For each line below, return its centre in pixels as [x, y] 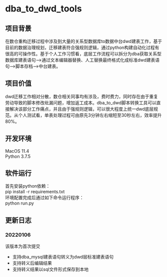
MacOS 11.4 [17, 151]
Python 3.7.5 [18, 156]
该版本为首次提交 [23, 246]
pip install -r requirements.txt [35, 192]
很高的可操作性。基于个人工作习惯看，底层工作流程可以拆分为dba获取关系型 [83, 54]
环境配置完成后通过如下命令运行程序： [44, 198]
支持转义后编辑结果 [32, 263]
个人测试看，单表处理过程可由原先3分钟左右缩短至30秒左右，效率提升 [90, 115]
